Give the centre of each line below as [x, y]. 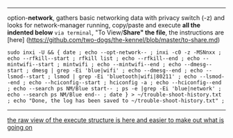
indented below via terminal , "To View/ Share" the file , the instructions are [115, 32]
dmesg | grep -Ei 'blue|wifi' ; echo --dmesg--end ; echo [118, 70]
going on [20, 127]
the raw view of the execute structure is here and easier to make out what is [115, 120]
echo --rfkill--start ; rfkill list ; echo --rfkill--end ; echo [103, 59]
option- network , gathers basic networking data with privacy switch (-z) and [116, 18]
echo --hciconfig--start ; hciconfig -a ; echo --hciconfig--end [125, 83]
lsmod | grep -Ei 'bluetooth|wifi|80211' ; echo [125, 77]
